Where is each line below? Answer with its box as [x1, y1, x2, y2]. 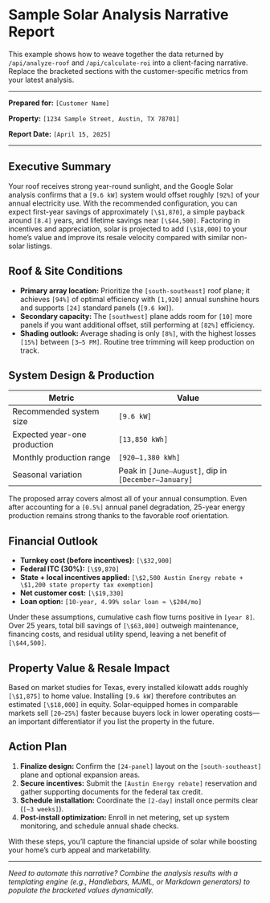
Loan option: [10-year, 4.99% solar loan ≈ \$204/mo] [19, 597, 202, 607]
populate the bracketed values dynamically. [8, 885, 154, 895]
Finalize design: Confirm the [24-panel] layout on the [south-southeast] [19, 761, 262, 770]
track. [19, 345, 40, 355]
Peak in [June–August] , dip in [118, 465, 227, 476]
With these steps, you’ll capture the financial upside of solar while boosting [8, 836, 257, 846]
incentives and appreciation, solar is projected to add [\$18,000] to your [8, 223, 247, 234]
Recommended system [12, 406, 100, 417]
